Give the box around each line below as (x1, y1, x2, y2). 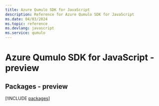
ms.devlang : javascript (5, 26, 55, 31)
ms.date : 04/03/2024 (5, 16, 48, 21)
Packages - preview (5, 82, 68, 91)
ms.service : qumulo (5, 30, 46, 35)
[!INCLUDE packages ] (5, 96, 50, 101)
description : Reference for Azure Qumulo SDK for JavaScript (5, 12, 135, 17)
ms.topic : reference (5, 21, 48, 26)
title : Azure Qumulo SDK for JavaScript (5, 7, 90, 12)
